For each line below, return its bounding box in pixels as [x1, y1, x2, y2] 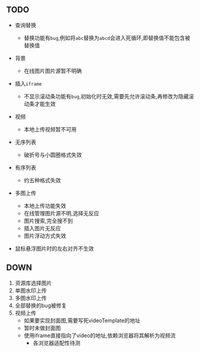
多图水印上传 [14, 294, 47, 302]
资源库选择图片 [14, 279, 52, 287]
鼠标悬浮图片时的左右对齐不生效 [14, 245, 94, 252]
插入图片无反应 [23, 224, 61, 231]
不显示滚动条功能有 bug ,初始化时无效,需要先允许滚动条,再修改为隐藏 [23, 92, 189, 100]
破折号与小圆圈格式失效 [23, 151, 82, 158]
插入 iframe [14, 80, 42, 87]
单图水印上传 [14, 287, 47, 294]
